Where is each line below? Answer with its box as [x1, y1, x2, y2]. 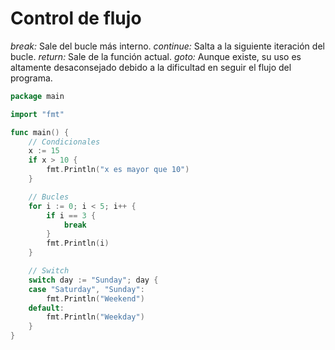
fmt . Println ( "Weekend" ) [46, 293, 145, 304]
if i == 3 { [46, 210, 97, 221]
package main [10, 91, 65, 101]
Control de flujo [10, 7, 142, 30]
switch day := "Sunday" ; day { [28, 275, 159, 285]
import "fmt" [10, 109, 65, 119]
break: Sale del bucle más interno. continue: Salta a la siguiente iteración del [10, 40, 325, 52]
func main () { [10, 127, 70, 137]
